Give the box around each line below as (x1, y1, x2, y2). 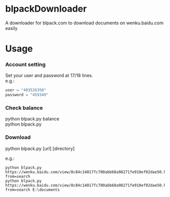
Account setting (5, 61, 46, 68)
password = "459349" (5, 92, 49, 98)
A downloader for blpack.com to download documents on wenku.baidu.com (5, 20, 163, 26)
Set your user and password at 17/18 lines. (5, 72, 94, 78)
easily (5, 25, 18, 31)
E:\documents (32, 187, 60, 192)
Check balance (5, 104, 43, 111)
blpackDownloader (5, 3, 87, 15)
